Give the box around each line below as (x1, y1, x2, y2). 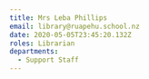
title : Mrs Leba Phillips (9, 13, 107, 23)
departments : (9, 47, 59, 56)
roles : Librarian (9, 38, 75, 48)
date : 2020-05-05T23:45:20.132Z (9, 30, 132, 39)
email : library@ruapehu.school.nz (9, 22, 141, 31)
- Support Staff (17, 55, 79, 64)
